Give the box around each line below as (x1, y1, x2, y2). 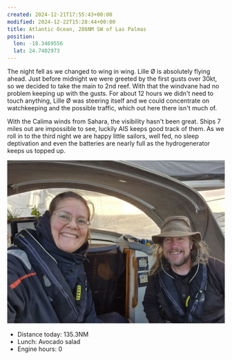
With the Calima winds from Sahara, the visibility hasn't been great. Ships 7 (7, 117, 221, 126)
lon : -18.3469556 (13, 40, 64, 48)
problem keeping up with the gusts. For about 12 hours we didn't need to (7, 90, 214, 97)
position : (7, 33, 36, 40)
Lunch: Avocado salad (17, 338, 81, 346)
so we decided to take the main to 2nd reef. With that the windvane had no (7, 82, 220, 90)
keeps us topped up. (7, 147, 66, 154)
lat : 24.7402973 (13, 48, 60, 54)
